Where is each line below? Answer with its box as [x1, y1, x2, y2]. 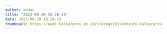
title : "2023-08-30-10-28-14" [5, 12, 68, 17]
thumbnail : [5, 21, 28, 26]
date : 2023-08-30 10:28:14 [5, 16, 61, 21]
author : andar [5, 7, 35, 12]
